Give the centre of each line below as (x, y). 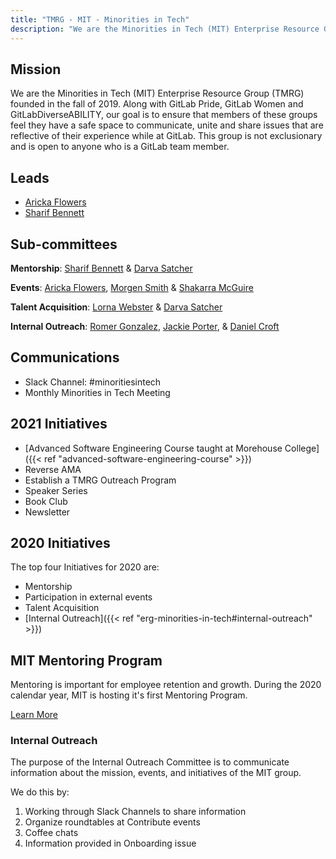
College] (302, 448)
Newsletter (47, 512)
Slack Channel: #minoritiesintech (93, 382)
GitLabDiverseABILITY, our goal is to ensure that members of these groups (164, 115)
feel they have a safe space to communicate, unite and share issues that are (167, 125)
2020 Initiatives (60, 542)
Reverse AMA (53, 469)
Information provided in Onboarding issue (110, 843)
